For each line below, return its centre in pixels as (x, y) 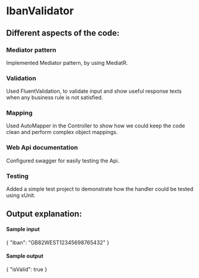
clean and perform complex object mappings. (62, 132)
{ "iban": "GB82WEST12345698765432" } (58, 242)
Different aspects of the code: (63, 33)
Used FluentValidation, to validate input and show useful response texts (94, 91)
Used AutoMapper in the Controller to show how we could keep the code (96, 126)
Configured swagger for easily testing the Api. (63, 160)
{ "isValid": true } (27, 269)
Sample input (23, 229)
